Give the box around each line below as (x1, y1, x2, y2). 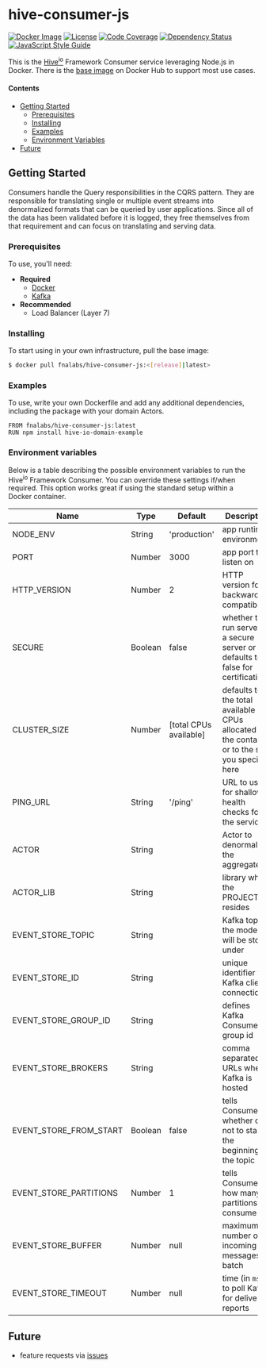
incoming (222, 1240, 257, 1251)
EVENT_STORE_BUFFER (12, 1240, 102, 1251)
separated (222, 1053, 260, 1064)
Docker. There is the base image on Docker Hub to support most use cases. (8, 65, 256, 75)
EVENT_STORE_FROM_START (12, 1125, 123, 1136)
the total (222, 694, 253, 705)
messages (222, 1250, 261, 1261)
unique (222, 958, 248, 969)
